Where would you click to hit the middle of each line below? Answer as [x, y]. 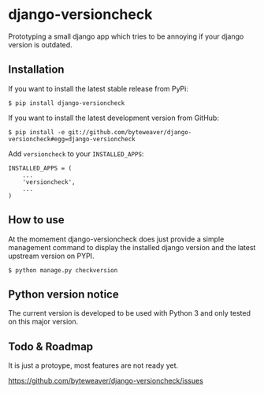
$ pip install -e [37, 132]
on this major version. [43, 322]
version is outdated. [40, 44]
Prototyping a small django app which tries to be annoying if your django [126, 36]
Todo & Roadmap [51, 346]
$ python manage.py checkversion [63, 270]
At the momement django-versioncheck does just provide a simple [116, 239]
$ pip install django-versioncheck [67, 103]
